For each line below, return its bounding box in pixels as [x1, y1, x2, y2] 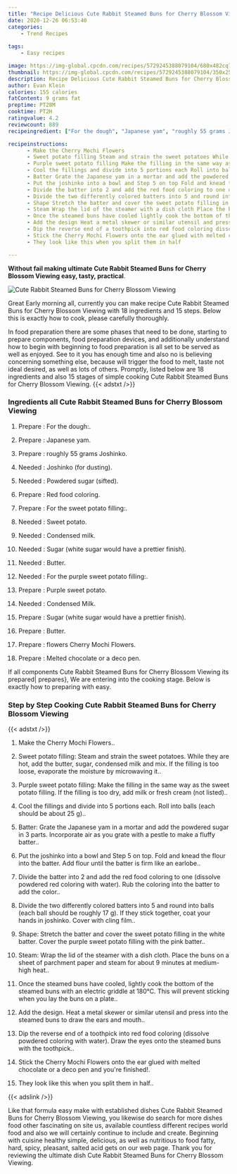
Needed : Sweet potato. [18, 517, 87, 526]
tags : [8, 43, 24, 50]
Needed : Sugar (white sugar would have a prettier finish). [18, 545, 186, 553]
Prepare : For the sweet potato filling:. [18, 504, 128, 512]
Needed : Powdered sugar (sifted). [18, 476, 119, 485]
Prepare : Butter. [18, 626, 66, 635]
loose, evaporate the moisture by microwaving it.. [18, 767, 162, 776]
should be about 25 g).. [18, 809, 87, 818]
